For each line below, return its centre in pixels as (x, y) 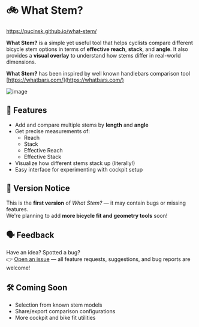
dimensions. (21, 62)
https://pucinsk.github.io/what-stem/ (52, 31)
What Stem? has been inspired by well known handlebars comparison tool (98, 73)
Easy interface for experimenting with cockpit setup (79, 169)
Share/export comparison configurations (65, 311)
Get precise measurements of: (52, 131)
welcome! (18, 268)
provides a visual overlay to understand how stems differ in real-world (94, 55)
